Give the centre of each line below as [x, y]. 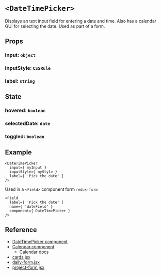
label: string [20, 81]
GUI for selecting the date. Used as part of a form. [55, 26]
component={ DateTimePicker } [40, 211]
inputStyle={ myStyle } [33, 172]
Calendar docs [34, 252]
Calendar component [33, 246]
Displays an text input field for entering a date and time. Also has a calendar [81, 21]
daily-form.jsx [26, 262]
